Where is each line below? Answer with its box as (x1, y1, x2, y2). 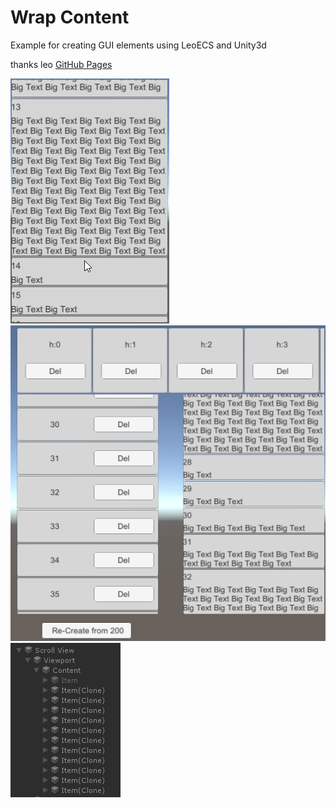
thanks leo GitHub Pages (10, 58, 113, 70)
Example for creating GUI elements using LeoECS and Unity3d (10, 39, 267, 51)
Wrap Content (10, 6, 130, 29)
